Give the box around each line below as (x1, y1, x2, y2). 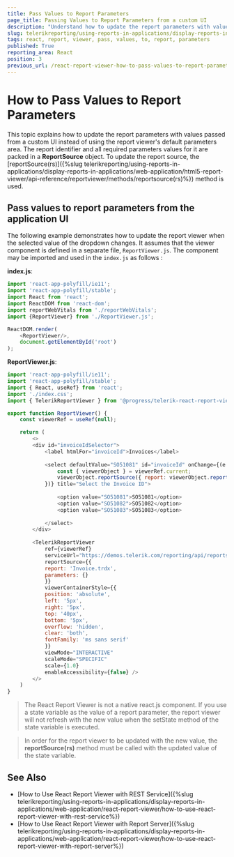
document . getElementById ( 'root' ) (19, 339, 117, 346)
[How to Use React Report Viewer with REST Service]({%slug (17, 789, 194, 798)
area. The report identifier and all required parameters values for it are (7, 144, 208, 153)
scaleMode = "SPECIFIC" (44, 655, 108, 662)
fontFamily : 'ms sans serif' (44, 636, 130, 644)
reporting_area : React (7, 50, 73, 56)
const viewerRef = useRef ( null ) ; (19, 416, 117, 423)
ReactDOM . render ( (7, 326, 58, 333)
